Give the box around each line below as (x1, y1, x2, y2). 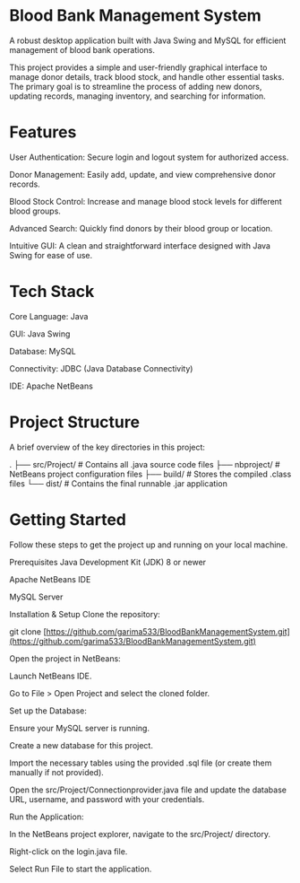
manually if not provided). (9, 766, 105, 777)
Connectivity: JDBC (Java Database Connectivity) (9, 363, 193, 373)
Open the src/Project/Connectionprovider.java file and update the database (9, 784, 287, 795)
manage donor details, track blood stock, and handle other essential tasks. (9, 71, 285, 82)
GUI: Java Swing (9, 328, 71, 339)
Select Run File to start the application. (9, 863, 152, 874)
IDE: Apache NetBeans (9, 380, 94, 391)
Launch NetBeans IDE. (9, 670, 92, 681)
